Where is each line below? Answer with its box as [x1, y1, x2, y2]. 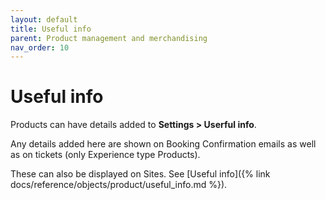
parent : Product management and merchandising [10, 33, 208, 43]
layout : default [10, 14, 78, 25]
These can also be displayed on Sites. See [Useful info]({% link [10, 168, 271, 180]
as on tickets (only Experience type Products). [10, 149, 201, 161]
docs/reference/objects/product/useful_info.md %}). [10, 179, 228, 191]
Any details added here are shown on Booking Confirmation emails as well [10, 138, 317, 150]
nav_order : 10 [10, 42, 70, 53]
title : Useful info [10, 24, 92, 34]
